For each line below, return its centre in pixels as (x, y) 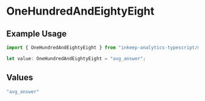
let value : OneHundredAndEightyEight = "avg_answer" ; (76, 58)
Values (20, 78)
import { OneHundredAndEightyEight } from (61, 47)
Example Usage (37, 34)
